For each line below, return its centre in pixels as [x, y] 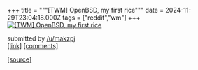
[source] [20, 59]
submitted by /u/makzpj [41, 38]
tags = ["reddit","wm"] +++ [101, 17]
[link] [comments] [33, 46]
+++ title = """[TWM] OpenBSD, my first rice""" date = [86, 10]
